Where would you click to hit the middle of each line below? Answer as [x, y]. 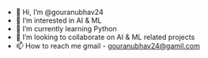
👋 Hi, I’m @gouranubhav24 [60, 12]
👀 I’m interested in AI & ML [59, 20]
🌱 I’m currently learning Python [66, 29]
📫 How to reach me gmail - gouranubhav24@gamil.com [108, 46]
